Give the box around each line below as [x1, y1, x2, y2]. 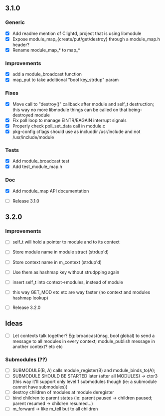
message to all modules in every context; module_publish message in [12, 338, 156, 344]
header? [12, 41, 30, 47]
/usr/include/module [12, 134, 54, 140]
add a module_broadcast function [12, 71, 82, 77]
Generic [5, 19, 25, 26]
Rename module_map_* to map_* [12, 47, 81, 53]
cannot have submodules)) [12, 384, 68, 390]
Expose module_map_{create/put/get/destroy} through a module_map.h [12, 36, 161, 42]
